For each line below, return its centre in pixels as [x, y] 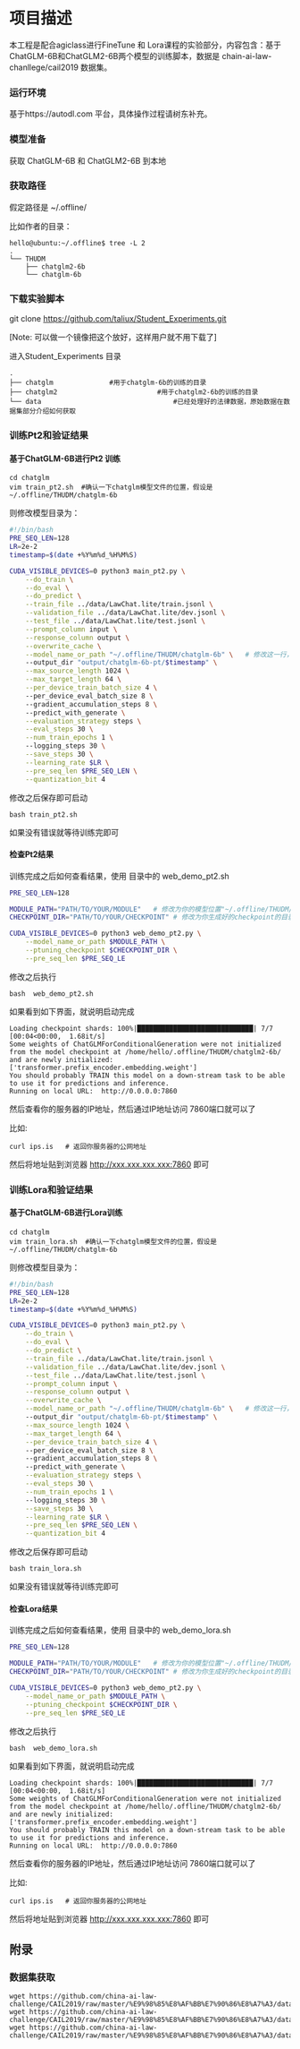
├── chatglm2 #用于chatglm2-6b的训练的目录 [134, 392]
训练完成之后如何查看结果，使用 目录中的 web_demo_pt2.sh [119, 876]
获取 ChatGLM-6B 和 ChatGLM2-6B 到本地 [88, 160]
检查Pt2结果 [32, 854]
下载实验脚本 [37, 298]
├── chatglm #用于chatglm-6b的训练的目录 [108, 383]
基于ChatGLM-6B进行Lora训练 [66, 1213]
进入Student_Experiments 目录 [66, 356]
